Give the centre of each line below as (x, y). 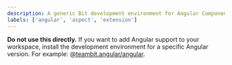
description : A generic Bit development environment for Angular (103, 13)
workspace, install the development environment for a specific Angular (108, 47)
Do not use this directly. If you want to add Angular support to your (103, 39)
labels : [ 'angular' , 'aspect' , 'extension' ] (72, 20)
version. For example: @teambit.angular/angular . (76, 54)
